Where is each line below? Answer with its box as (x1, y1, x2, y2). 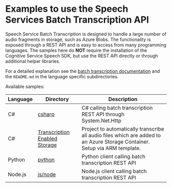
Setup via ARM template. (81, 144, 141, 152)
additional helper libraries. (5, 58, 60, 64)
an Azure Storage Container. (81, 138, 150, 145)
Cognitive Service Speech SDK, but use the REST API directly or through (5, 52, 158, 59)
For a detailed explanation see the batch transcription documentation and (5, 68, 160, 74)
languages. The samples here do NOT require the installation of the (5, 47, 147, 53)
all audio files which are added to (81, 132, 161, 139)
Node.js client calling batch (81, 168, 147, 175)
